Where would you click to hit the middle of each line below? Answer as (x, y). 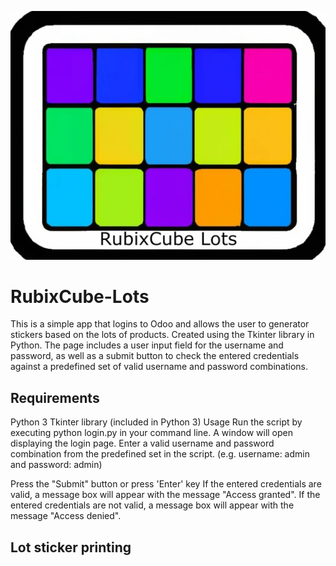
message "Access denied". (66, 516)
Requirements (55, 397)
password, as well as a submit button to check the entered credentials (155, 356)
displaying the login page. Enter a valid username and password (142, 443)
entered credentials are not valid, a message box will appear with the (152, 505)
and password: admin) (56, 465)
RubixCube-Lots (80, 296)
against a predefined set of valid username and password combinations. (159, 367)
